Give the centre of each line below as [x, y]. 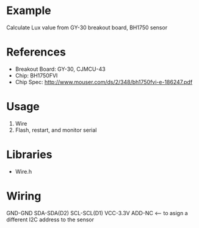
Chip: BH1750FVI [36, 75]
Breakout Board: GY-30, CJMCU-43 [60, 69]
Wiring [24, 196]
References [36, 52]
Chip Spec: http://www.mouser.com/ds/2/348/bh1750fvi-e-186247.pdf [104, 82]
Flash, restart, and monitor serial [56, 130]
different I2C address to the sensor [50, 219]
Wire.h [24, 171]
